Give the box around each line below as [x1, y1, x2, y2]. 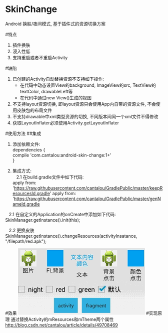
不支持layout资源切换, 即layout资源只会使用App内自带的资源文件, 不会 [12, 101, 156, 107]
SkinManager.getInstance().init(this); [5, 217, 80, 223]
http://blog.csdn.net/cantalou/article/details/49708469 [5, 322, 118, 328]
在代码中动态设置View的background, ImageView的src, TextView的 [19, 82, 156, 88]
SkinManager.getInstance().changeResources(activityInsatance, [5, 233, 137, 239]
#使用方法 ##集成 [5, 130, 41, 136]
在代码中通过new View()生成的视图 [19, 94, 91, 101]
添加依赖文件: [12, 141, 40, 147]
